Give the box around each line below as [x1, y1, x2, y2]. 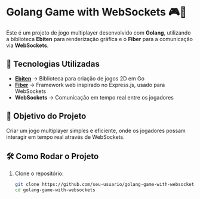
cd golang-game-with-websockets [14, 187, 96, 193]
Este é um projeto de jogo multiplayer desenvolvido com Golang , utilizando [6, 29, 191, 36]
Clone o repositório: [14, 170, 64, 177]
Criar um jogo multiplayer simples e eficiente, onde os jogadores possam [6, 127, 186, 134]
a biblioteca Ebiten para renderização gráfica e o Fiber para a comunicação [6, 35, 193, 42]
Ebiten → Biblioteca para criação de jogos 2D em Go [14, 74, 145, 82]
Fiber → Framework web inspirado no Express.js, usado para [14, 81, 165, 88]
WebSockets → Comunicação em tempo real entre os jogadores [14, 94, 174, 101]
